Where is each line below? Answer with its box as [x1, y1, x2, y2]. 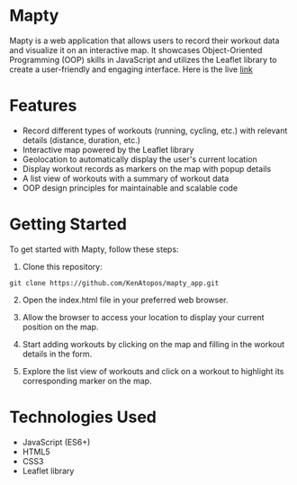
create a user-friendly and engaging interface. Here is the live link [9, 64, 254, 75]
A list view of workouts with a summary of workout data [22, 173, 229, 184]
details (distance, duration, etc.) [22, 134, 141, 145]
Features [9, 95, 77, 116]
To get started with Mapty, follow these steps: [9, 244, 179, 255]
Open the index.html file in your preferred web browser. [22, 294, 229, 305]
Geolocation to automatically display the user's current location [22, 154, 258, 165]
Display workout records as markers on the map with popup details [22, 163, 272, 174]
